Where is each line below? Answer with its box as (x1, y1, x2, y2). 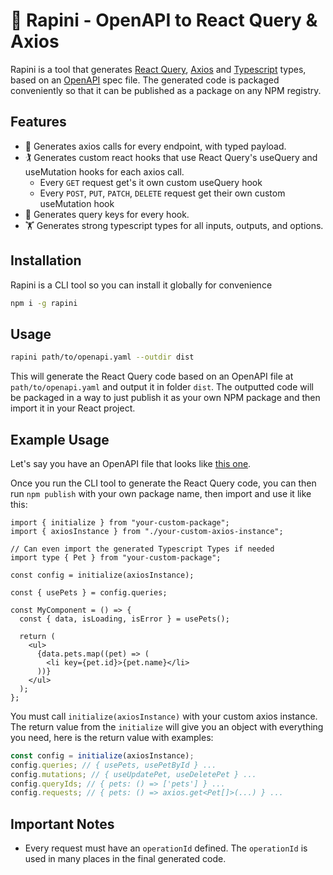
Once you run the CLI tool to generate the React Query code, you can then (10, 477, 317, 489)
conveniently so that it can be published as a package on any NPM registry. (10, 84, 322, 96)
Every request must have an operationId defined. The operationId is (24, 842, 308, 854)
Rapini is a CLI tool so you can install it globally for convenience (10, 279, 273, 291)
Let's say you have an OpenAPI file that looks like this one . (10, 457, 252, 469)
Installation (10, 252, 82, 269)
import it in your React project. (10, 402, 136, 414)
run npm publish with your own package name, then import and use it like (10, 487, 312, 499)
